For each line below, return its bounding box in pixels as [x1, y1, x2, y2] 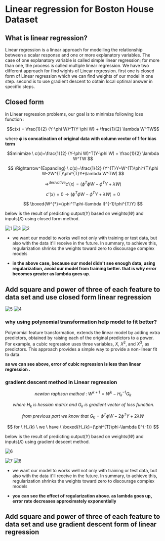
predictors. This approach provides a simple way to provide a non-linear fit [5, 346, 157, 352]
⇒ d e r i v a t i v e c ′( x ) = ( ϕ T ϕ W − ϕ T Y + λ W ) [44, 180, 122, 187]
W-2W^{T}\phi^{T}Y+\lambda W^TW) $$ [41, 170, 124, 176]
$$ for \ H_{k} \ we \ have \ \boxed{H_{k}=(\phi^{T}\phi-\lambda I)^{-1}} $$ [7, 424, 159, 430]
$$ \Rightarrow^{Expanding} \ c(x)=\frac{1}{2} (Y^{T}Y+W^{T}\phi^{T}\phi [7, 165, 159, 171]
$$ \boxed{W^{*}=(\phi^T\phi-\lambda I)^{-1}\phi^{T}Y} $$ [23, 201, 143, 207]
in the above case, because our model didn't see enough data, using [12, 260, 156, 266]
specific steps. [5, 84, 36, 90]
